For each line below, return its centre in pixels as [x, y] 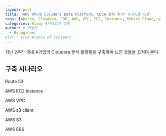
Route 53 [14, 81]
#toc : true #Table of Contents [38, 38]
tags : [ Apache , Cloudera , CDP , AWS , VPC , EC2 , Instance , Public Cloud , [80, 19]
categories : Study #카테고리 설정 [38, 23]
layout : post [19, 10]
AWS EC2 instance [24, 91]
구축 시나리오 [24, 69]
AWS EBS [15, 129]
